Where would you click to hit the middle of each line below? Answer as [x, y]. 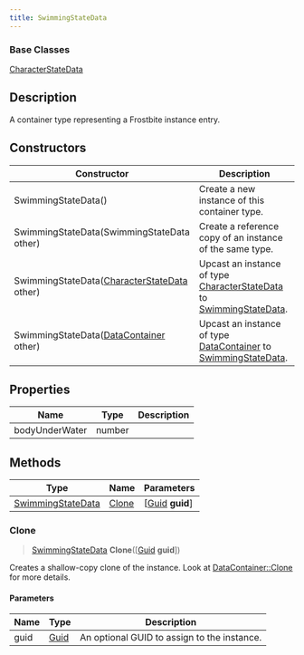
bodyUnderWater [51, 430]
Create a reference [238, 226]
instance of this [232, 200]
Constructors [48, 148]
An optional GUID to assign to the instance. [171, 637]
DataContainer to [235, 346]
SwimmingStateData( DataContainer [90, 334]
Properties [40, 389]
